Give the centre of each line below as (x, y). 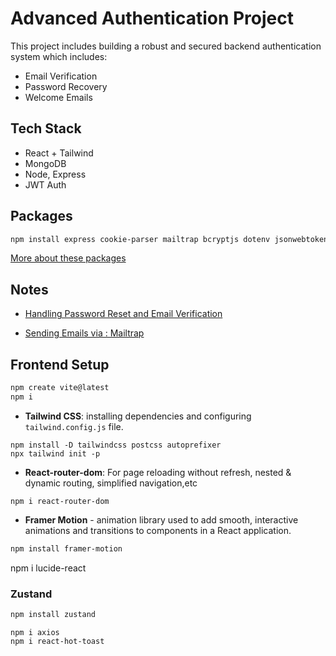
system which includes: (59, 56)
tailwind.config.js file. (74, 426)
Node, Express (55, 174)
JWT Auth (45, 184)
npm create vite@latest (60, 388)
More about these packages (68, 258)
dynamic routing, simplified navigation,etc (111, 483)
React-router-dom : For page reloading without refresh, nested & (158, 472)
